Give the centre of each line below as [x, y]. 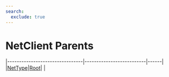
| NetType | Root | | [26, 68]
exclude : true [28, 17]
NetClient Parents [50, 46]
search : [15, 11]
